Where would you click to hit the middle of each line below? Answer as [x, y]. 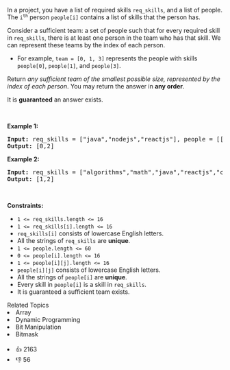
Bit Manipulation [39, 327]
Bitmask [27, 334]
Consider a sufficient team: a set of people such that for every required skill [114, 31]
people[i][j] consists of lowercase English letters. [89, 270]
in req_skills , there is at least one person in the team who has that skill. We [114, 38]
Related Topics [28, 305]
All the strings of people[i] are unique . [72, 277]
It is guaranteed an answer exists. [55, 100]
